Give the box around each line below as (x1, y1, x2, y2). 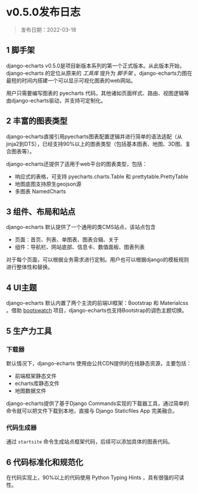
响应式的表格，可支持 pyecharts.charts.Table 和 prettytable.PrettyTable (14, 173, 189, 180)
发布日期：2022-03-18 (20, 26, 76, 33)
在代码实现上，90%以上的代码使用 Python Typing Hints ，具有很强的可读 (6, 474, 185, 481)
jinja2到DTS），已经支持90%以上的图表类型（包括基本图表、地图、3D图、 (6, 140, 186, 147)
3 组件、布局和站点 (6, 206, 76, 216)
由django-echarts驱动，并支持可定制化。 (6, 97, 107, 104)
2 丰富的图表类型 (6, 116, 68, 126)
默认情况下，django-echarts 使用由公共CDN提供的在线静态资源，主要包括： (6, 359, 191, 366)
